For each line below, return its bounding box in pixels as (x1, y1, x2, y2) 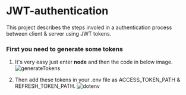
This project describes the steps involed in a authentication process (6, 24, 172, 31)
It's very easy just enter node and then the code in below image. (14, 58, 173, 66)
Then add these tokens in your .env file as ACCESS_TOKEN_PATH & (14, 76, 181, 84)
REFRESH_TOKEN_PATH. (14, 83, 76, 90)
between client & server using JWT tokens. (6, 30, 112, 37)
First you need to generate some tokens (6, 45, 124, 53)
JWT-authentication (6, 4, 109, 18)
